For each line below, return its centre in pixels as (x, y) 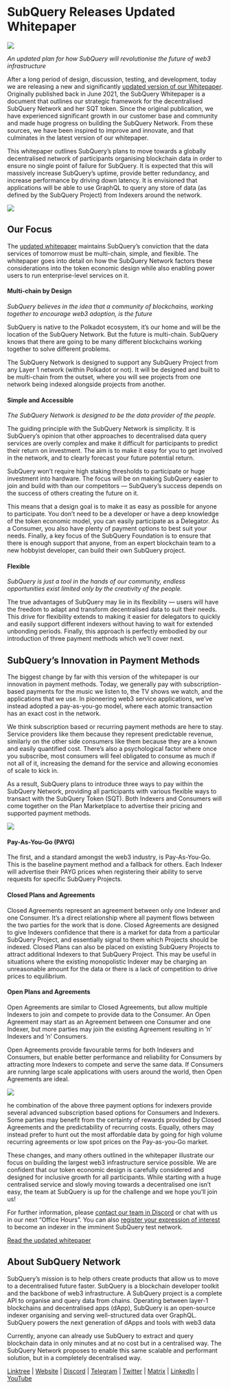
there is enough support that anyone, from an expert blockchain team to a (112, 543)
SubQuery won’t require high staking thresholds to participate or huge (106, 471)
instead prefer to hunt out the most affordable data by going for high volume (115, 1134)
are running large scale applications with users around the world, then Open (115, 1072)
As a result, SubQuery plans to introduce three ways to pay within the (105, 784)
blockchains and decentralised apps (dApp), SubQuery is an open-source (111, 1308)
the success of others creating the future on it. (73, 494)
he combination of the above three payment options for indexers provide (110, 1105)
